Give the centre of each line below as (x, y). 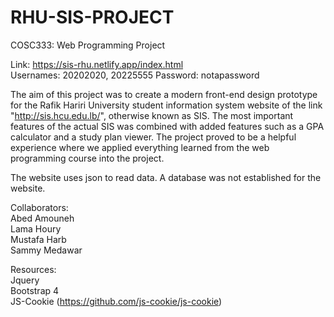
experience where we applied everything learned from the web (140, 147)
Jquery (25, 280)
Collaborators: (39, 207)
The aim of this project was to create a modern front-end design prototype (164, 94)
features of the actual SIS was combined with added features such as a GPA (167, 126)
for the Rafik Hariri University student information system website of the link (166, 105)
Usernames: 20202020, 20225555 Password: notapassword (135, 75)
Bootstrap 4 (35, 290)
